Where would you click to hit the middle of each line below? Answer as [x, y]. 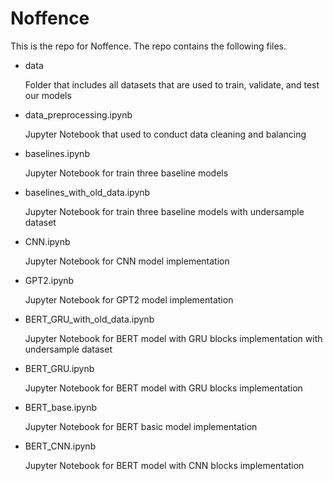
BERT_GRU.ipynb [59, 368]
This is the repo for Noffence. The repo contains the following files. [148, 46]
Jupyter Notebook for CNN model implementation [127, 261]
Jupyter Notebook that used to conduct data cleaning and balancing [165, 134]
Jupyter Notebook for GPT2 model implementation [129, 299]
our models [48, 95]
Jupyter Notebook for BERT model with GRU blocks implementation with [173, 338]
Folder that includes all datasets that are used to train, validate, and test [172, 84]
